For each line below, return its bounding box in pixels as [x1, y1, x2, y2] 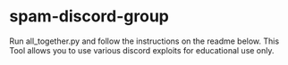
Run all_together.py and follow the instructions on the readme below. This [9, 36, 280, 46]
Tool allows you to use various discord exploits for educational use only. [9, 45, 275, 55]
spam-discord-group [9, 6, 170, 27]
